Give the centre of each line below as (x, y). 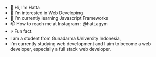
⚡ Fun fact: (21, 31)
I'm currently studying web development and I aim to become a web (81, 44)
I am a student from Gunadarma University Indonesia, (65, 38)
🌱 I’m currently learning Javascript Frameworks (59, 18)
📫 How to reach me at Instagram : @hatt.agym (59, 24)
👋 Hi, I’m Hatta (25, 8)
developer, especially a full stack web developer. (60, 49)
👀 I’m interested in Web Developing (46, 13)
